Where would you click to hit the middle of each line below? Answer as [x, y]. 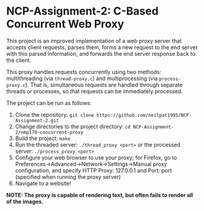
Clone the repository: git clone [54, 115]
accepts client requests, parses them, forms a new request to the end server [102, 47]
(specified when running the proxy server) [68, 176]
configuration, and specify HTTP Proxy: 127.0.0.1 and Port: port [93, 170]
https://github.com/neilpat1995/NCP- [144, 115]
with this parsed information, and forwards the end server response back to [101, 53]
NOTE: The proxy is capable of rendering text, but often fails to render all [100, 195]
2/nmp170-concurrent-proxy [49, 132]
